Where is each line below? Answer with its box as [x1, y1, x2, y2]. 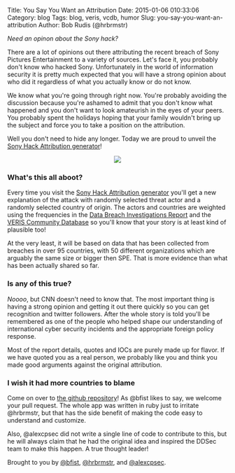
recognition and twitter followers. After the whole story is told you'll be [7, 309, 210, 318]
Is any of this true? [7, 279, 72, 289]
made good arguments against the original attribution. [7, 360, 162, 369]
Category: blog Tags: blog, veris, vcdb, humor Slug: [7, 13, 156, 22]
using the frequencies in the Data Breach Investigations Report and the [7, 211, 211, 219]
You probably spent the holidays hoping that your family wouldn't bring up [7, 113, 221, 122]
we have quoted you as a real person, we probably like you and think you [7, 353, 218, 361]
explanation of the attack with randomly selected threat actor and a [7, 196, 201, 204]
